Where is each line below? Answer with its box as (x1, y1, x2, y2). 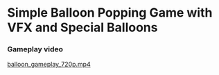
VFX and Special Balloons (7, 19, 158, 35)
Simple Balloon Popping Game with (7, 5, 213, 21)
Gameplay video (7, 44, 64, 54)
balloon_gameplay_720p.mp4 (7, 60, 91, 69)
